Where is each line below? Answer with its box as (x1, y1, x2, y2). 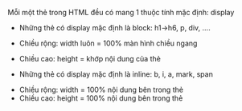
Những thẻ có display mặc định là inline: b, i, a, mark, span (18, 69, 214, 79)
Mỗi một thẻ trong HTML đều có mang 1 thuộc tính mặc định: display (7, 8, 235, 17)
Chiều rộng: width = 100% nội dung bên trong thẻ (18, 85, 184, 94)
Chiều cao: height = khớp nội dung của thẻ (18, 54, 162, 63)
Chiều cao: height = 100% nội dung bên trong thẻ (18, 93, 183, 103)
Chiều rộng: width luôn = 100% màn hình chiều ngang (18, 38, 198, 48)
